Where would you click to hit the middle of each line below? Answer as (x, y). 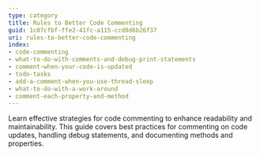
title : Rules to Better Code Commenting (76, 23)
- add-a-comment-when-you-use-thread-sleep (81, 81)
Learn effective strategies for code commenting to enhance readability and (130, 118)
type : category (33, 15)
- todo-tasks (30, 74)
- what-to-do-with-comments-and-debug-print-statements (102, 60)
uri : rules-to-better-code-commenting (72, 37)
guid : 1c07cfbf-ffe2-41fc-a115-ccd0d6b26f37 (83, 30)
